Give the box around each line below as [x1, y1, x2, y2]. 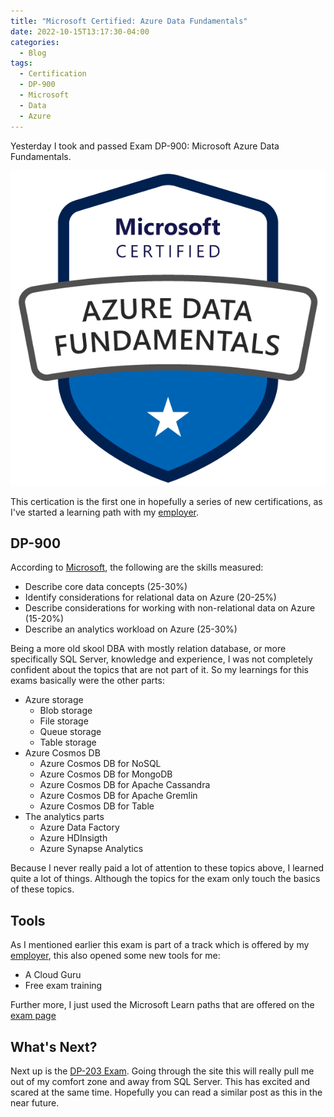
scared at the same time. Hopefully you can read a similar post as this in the [10, 1086, 323, 1098]
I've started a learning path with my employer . [10, 506, 200, 518]
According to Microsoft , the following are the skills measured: [10, 561, 264, 574]
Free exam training [24, 980, 103, 992]
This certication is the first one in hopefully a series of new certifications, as [10, 495, 323, 507]
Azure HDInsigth [39, 832, 108, 844]
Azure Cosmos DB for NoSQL [39, 758, 162, 770]
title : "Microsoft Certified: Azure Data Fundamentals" [10, 16, 248, 26]
